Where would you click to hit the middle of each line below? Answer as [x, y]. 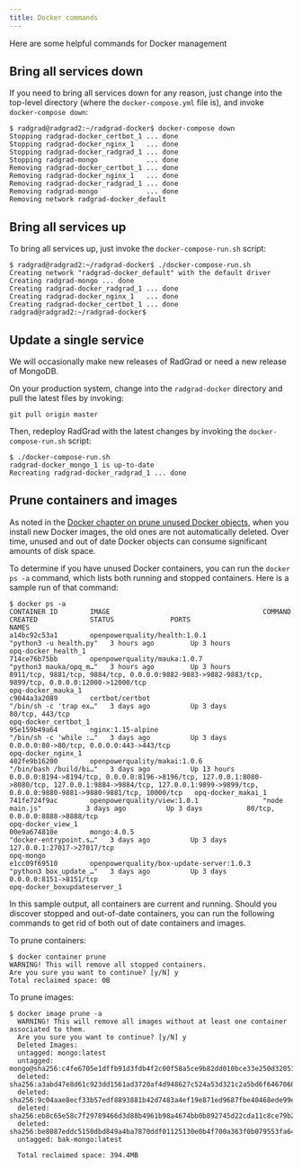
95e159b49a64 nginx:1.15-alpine [84, 729]
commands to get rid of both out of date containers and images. [128, 923]
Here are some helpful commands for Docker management [118, 43]
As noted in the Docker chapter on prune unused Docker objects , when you [149, 522]
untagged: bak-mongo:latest [70, 1139]
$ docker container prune [58, 957]
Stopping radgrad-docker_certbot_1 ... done [94, 137]
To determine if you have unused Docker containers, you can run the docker [150, 568]
